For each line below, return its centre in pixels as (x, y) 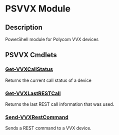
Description (24, 27)
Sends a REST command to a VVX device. (48, 128)
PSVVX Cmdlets (31, 55)
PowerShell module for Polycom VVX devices (52, 39)
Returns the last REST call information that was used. (60, 104)
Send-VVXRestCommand (37, 117)
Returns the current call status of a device (48, 80)
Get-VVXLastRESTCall (33, 93)
